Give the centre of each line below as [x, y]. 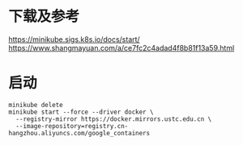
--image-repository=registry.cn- [72, 126]
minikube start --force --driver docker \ [81, 112]
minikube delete [36, 105]
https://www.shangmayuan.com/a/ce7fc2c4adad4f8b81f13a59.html [122, 48]
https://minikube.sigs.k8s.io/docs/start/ [74, 39]
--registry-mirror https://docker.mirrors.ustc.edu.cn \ [114, 119]
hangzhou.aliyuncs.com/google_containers [79, 133]
